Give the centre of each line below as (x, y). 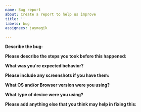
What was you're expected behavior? (45, 66)
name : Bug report (23, 10)
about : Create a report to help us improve (51, 14)
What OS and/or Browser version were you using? (57, 85)
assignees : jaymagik (26, 28)
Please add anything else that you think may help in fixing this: (71, 104)
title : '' (15, 19)
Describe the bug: (24, 47)
